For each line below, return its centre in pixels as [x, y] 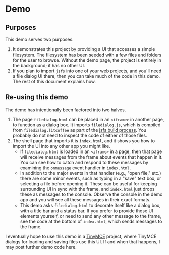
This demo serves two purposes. [40, 39]
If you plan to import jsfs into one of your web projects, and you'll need [87, 71]
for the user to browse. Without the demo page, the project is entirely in [87, 60]
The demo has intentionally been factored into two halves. [66, 110]
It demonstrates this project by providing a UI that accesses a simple [84, 49]
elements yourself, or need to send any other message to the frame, [91, 216]
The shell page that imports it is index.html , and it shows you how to [84, 141]
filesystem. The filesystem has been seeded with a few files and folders [87, 55]
